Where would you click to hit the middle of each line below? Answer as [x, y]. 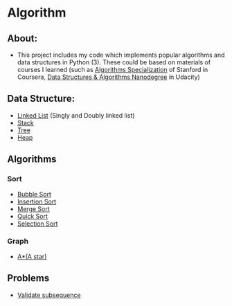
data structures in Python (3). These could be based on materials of [114, 62]
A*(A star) [32, 256]
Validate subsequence [49, 295]
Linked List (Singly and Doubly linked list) [76, 115]
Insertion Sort [37, 201]
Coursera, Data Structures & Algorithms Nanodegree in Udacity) [109, 77]
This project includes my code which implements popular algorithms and [121, 55]
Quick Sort [33, 216]
